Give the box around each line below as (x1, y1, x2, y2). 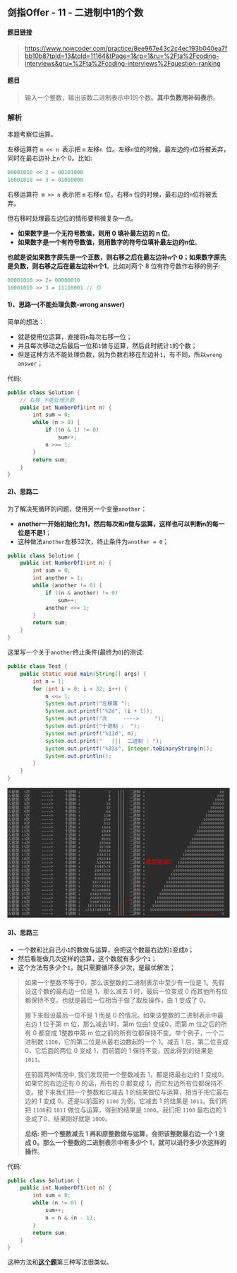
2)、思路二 (7, 487, 39, 495)
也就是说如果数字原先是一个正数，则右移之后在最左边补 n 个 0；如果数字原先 (7, 253, 226, 261)
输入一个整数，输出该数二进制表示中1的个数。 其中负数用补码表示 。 (24, 93, 219, 101)
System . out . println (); (44, 752, 112, 759)
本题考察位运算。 (7, 130, 57, 139)
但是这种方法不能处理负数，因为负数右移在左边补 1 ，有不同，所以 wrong (17, 350, 222, 359)
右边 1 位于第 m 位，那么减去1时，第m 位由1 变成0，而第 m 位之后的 (24, 1020, 221, 1028)
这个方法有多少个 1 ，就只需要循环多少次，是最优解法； (17, 963, 176, 972)
